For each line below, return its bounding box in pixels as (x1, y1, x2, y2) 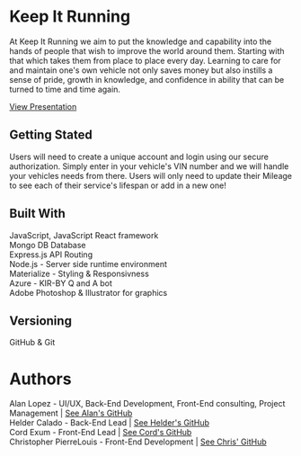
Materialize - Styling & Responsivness (9, 268, 150, 279)
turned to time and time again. (9, 84, 121, 94)
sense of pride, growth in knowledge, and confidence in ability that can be (9, 74, 285, 85)
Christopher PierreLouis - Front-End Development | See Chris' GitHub (9, 436, 267, 447)
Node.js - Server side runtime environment (9, 258, 168, 269)
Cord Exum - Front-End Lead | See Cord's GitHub (9, 427, 192, 438)
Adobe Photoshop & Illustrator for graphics (9, 287, 168, 298)
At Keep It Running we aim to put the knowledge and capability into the (9, 36, 272, 47)
